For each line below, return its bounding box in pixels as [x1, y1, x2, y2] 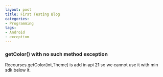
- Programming [5, 21, 34, 26]
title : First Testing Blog [5, 12, 60, 17]
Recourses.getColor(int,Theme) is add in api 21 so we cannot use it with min [5, 62, 158, 68]
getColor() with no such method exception [5, 51, 108, 57]
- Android [5, 30, 25, 35]
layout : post [5, 7, 32, 12]
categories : [5, 16, 29, 21]
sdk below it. [5, 67, 31, 73]
